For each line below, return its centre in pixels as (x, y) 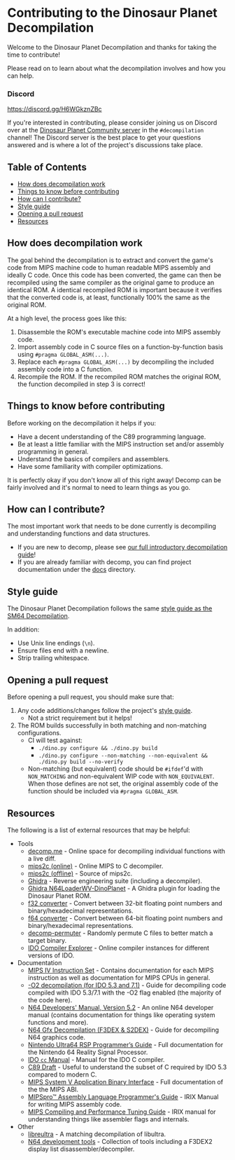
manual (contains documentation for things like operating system (121, 1015)
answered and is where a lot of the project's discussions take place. (105, 145)
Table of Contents (47, 167)
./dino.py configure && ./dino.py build (98, 749)
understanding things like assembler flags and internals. (108, 1119)
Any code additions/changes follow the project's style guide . (105, 711)
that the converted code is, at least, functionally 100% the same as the (109, 297)
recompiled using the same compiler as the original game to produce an (111, 282)
